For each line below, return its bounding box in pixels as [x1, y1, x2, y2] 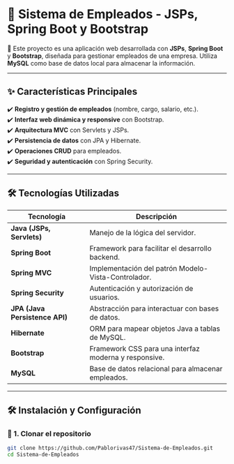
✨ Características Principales [7, 86, 138, 98]
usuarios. [89, 292, 120, 302]
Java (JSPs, [10, 223, 51, 233]
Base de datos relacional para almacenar [89, 364, 223, 373]
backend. [89, 252, 120, 262]
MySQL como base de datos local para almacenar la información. [7, 59, 196, 67]
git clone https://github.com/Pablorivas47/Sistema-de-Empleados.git [7, 444, 214, 452]
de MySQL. [89, 332, 126, 342]
